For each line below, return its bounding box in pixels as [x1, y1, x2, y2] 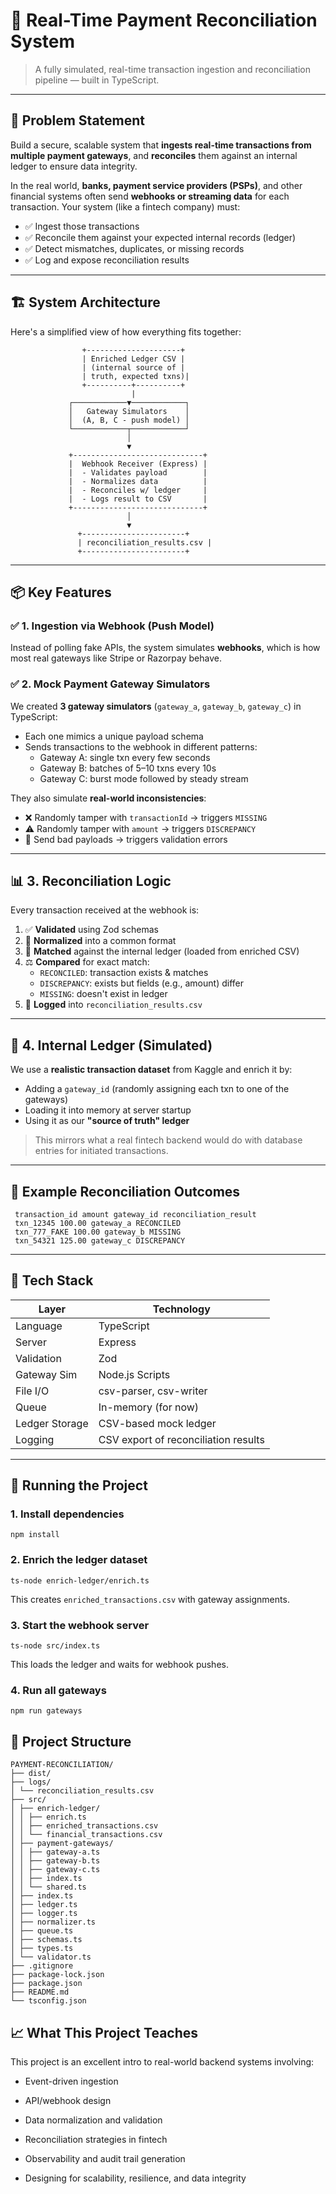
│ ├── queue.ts [10, 1926, 74, 1936]
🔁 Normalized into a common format [24, 935, 177, 947]
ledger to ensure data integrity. [10, 160, 138, 172]
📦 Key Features [10, 584, 112, 601]
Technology [152, 1302, 211, 1316]
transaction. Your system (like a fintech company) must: [10, 200, 241, 213]
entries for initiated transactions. [34, 1145, 169, 1157]
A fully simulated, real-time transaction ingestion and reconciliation [34, 63, 311, 75]
